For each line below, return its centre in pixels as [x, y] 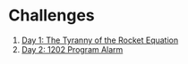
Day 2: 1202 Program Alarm [72, 49]
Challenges [51, 16]
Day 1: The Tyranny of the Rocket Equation [100, 40]
